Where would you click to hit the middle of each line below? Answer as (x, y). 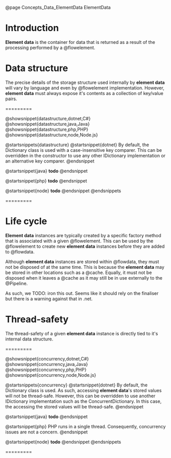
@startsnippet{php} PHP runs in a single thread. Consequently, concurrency (86, 426)
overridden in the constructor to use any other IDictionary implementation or (86, 155)
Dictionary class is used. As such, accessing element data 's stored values (83, 390)
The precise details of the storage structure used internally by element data (85, 82)
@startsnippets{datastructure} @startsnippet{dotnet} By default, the (77, 145)
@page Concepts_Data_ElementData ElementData (58, 7)
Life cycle (26, 221)
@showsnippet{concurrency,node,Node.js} (51, 375)
